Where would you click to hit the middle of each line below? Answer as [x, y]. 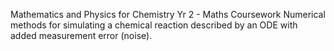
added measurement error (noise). [81, 35]
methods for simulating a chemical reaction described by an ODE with [154, 25]
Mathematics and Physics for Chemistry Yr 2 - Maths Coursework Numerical [168, 14]
